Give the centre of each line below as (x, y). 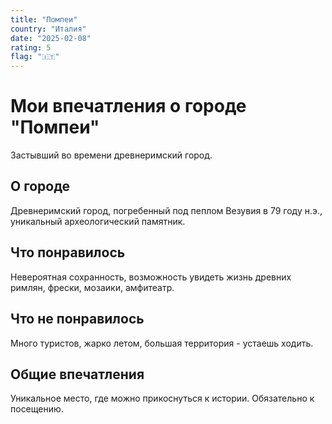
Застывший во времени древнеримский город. (111, 155)
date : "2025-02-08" (51, 38)
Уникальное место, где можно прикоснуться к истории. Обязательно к (162, 398)
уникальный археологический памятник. (98, 221)
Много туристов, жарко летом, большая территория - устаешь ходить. (162, 343)
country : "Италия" (48, 29)
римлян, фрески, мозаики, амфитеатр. (92, 287)
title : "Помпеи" (44, 19)
